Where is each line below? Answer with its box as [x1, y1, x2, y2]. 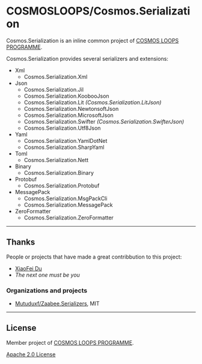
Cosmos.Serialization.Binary [23, 169, 94, 176]
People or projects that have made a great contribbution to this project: [6, 253, 182, 260]
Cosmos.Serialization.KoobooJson [23, 92, 109, 99]
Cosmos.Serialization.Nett [23, 156, 89, 163]
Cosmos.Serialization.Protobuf [23, 182, 100, 189]
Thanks [6, 237, 35, 248]
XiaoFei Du [14, 265, 42, 272]
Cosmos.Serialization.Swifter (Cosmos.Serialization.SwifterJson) [23, 118, 185, 125]
